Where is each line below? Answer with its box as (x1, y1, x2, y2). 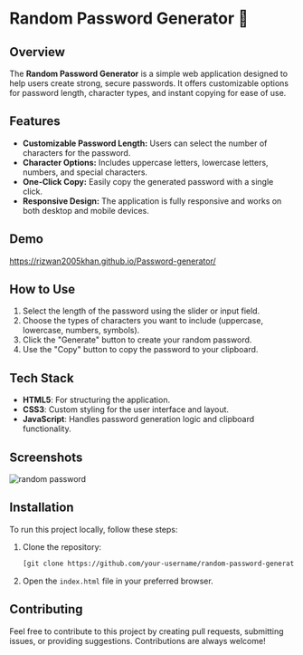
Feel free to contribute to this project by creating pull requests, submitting (9, 625, 284, 637)
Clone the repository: (22, 541, 102, 552)
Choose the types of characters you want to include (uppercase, (22, 315, 264, 326)
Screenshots (9, 449, 83, 465)
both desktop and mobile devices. (22, 205, 149, 216)
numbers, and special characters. (22, 167, 147, 178)
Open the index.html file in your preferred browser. (22, 575, 214, 586)
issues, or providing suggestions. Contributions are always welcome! (9, 635, 266, 646)
